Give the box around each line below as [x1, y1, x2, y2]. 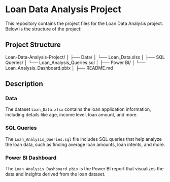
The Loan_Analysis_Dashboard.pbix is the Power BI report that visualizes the [5, 166, 164, 172]
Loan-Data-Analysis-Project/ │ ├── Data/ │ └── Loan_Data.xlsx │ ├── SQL [5, 54, 165, 60]
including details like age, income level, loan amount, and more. [5, 112, 138, 118]
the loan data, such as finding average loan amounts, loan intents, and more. [5, 141, 165, 147]
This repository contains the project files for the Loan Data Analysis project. [5, 20, 163, 26]
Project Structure [5, 41, 61, 49]
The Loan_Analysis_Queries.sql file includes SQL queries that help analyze [5, 136, 162, 142]
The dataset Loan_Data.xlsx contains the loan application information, [5, 106, 151, 112]
